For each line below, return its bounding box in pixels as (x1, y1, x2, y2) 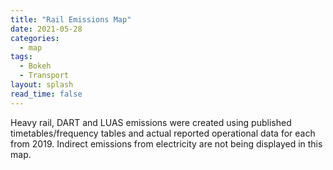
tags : (10, 52, 33, 62)
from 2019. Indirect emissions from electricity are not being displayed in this (10, 137, 323, 150)
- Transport (19, 71, 70, 81)
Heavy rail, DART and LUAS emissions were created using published (10, 116, 292, 128)
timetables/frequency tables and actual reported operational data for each (10, 127, 316, 139)
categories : (10, 33, 60, 43)
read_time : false (10, 89, 83, 99)
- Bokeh (19, 61, 52, 71)
